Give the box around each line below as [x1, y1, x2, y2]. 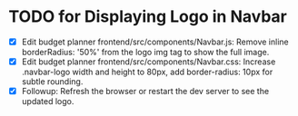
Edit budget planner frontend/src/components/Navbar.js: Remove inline [21, 36, 289, 47]
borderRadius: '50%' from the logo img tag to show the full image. [21, 47, 270, 57]
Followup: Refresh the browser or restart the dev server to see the [21, 86, 270, 97]
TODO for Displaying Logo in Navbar [8, 6, 287, 27]
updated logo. [21, 96, 74, 107]
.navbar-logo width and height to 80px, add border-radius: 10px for [21, 66, 273, 78]
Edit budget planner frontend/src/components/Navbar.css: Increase [21, 56, 276, 67]
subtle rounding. [21, 76, 84, 87]
